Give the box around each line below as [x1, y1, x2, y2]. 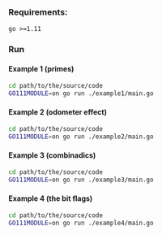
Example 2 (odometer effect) [8, 107, 108, 116]
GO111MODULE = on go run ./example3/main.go [8, 176, 154, 185]
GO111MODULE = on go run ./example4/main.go [8, 219, 154, 228]
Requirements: [8, 7, 68, 18]
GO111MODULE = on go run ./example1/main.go [8, 89, 154, 98]
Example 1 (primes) [8, 63, 75, 73]
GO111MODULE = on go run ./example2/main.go [8, 133, 154, 141]
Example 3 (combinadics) [8, 150, 96, 160]
